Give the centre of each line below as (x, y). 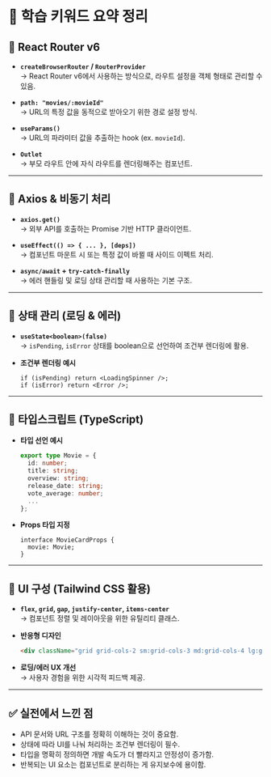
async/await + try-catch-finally (75, 270)
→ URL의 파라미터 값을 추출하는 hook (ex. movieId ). (102, 138)
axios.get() (40, 219)
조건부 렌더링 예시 (48, 363)
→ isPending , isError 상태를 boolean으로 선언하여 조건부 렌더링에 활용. (134, 346)
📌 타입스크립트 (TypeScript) (76, 420)
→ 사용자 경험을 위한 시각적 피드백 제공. (82, 677)
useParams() (40, 129)
